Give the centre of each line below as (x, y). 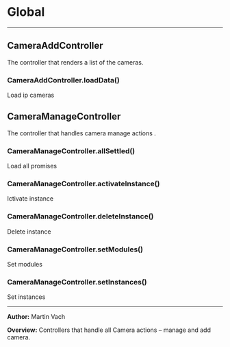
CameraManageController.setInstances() (77, 282)
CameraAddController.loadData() (63, 80)
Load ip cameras (31, 95)
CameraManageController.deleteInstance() (80, 216)
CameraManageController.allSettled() (71, 150)
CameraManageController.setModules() (75, 249)
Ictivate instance (30, 199)
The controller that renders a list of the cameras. (75, 62)
